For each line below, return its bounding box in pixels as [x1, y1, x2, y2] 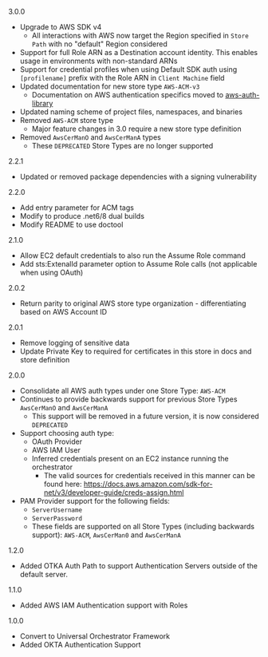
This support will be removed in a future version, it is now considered [31, 411, 259, 421]
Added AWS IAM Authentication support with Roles [19, 600, 188, 610]
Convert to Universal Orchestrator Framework [19, 631, 170, 641]
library [31, 99, 53, 108]
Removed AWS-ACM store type [19, 116, 114, 125]
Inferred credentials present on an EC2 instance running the [31, 454, 229, 463]
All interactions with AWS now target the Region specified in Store [31, 31, 249, 40]
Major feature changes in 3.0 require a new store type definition [31, 124, 242, 133]
